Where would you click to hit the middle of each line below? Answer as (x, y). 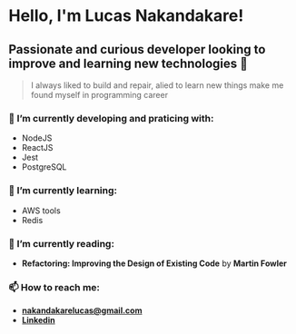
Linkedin (38, 320)
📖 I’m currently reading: (62, 243)
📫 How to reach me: (54, 287)
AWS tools (41, 211)
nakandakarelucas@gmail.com (82, 310)
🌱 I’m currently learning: (63, 191)
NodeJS (37, 138)
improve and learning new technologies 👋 (128, 63)
